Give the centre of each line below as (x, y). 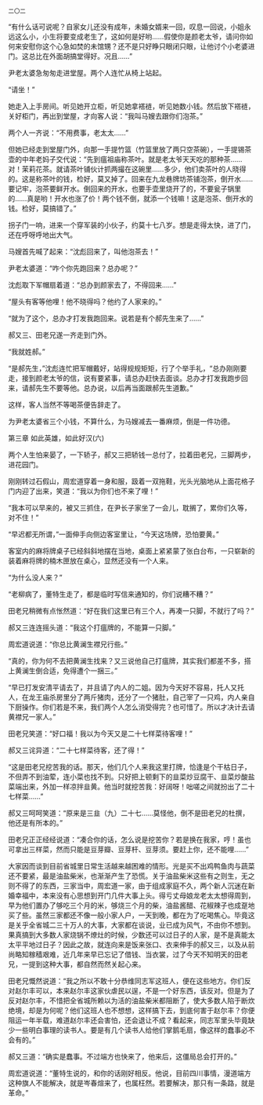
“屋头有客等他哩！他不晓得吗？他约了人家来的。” (85, 302)
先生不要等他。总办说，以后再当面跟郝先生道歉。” (114, 388)
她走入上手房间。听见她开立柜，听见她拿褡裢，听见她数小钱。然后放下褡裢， (131, 106)
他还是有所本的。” (36, 823)
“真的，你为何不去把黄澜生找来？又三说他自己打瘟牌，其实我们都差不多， (126, 661)
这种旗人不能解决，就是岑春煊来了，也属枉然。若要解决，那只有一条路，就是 (131, 1083)
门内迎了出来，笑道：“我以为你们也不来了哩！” (83, 491)
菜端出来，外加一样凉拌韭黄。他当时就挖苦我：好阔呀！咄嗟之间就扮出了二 (128, 787)
